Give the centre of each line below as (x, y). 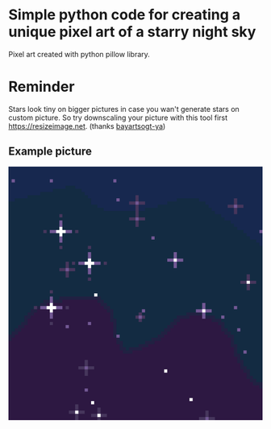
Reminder (42, 87)
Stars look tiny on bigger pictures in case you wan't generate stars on (124, 109)
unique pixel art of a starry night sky (132, 32)
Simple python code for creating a (125, 15)
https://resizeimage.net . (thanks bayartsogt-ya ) (87, 126)
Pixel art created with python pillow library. (79, 54)
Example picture (50, 152)
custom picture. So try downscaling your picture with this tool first (118, 118)
